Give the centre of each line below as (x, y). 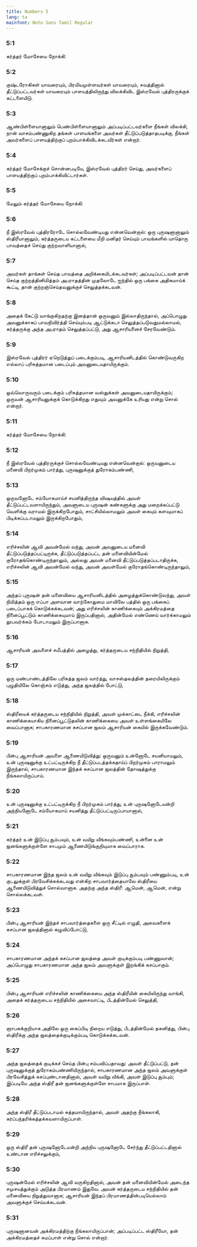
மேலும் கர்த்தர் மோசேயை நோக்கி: (45, 203)
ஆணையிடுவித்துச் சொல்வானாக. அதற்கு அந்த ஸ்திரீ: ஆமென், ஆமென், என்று (94, 887)
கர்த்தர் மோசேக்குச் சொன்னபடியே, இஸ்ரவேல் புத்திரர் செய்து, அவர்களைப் (89, 168)
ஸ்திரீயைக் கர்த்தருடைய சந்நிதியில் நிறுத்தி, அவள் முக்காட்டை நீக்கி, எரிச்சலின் (93, 714)
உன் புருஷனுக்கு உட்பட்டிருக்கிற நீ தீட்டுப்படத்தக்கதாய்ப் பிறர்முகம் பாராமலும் (91, 762)
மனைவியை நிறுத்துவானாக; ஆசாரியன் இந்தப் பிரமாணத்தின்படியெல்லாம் (86, 1196)
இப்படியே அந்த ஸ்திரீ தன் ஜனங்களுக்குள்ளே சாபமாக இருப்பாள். (79, 1083)
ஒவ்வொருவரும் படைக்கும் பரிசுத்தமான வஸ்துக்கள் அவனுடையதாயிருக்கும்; (90, 393)
